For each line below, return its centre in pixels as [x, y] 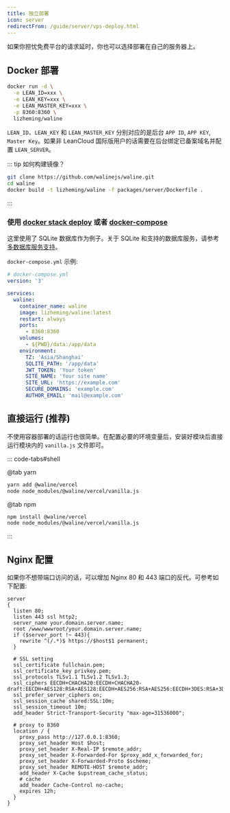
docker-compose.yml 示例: [42, 262]
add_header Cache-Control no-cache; [72, 786]
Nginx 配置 [30, 559]
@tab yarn [22, 472]
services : [21, 294]
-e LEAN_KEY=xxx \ [40, 99]
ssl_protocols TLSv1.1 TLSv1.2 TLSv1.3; [72, 677]
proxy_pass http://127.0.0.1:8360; [70, 737]
